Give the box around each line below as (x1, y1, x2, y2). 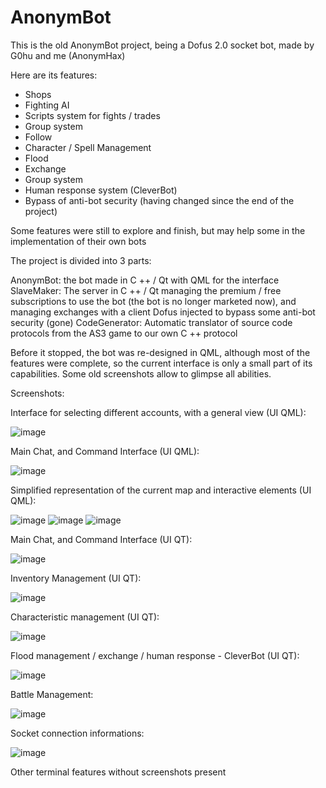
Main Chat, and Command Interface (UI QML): (10, 445, 200, 457)
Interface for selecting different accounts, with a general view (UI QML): (10, 406, 307, 418)
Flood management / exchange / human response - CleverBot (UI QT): (10, 649, 300, 661)
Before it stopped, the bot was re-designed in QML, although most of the (10, 346, 311, 358)
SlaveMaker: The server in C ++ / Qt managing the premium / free (10, 284, 282, 296)
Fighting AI (24, 99, 70, 111)
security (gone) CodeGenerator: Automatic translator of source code (10, 316, 293, 328)
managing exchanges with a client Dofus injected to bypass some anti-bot (10, 306, 316, 318)
